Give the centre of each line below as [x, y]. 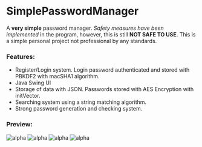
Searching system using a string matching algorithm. [81, 102]
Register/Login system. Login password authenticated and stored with [102, 70]
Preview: [20, 125]
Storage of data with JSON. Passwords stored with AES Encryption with [104, 89]
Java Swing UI [33, 83]
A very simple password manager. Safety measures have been [85, 28]
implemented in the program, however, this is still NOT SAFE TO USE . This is [101, 34]
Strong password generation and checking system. [79, 109]
